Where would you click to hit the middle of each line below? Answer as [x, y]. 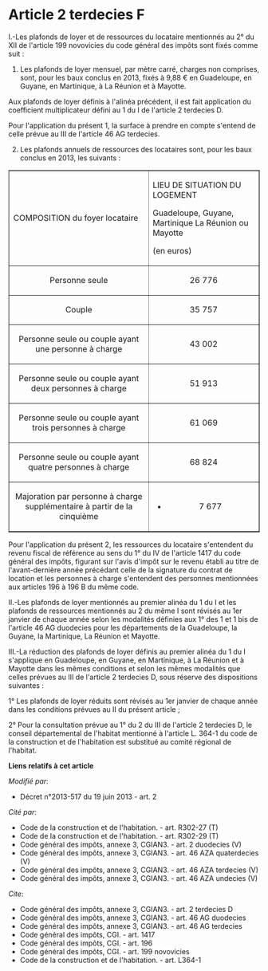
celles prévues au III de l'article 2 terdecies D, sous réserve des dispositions [133, 677]
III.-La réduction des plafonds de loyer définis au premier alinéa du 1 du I [127, 651]
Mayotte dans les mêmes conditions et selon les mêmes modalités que [124, 668]
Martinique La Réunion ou [201, 222]
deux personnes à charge [79, 388]
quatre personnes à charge [79, 466]
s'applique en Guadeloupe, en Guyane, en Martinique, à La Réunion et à [126, 660]
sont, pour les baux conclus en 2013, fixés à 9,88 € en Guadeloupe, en [136, 77]
